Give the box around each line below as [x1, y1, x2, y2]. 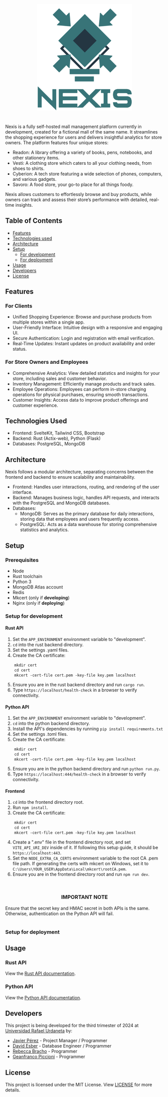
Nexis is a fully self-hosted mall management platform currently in [5, 123, 142, 130]
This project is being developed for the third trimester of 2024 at [5, 1022, 139, 1028]
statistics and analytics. [20, 527, 69, 533]
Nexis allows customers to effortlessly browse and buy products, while [5, 191, 152, 197]
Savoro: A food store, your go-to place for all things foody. [12, 181, 134, 187]
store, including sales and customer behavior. [12, 375, 107, 381]
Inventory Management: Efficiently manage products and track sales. [12, 380, 156, 386]
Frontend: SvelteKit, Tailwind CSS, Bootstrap [12, 430, 105, 436]
